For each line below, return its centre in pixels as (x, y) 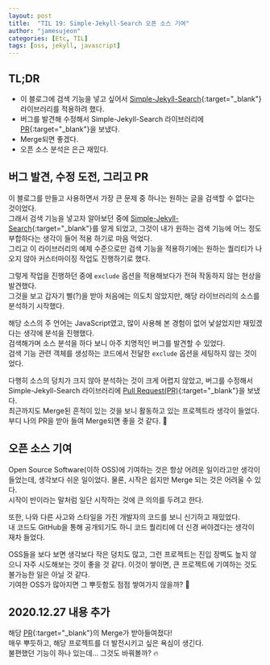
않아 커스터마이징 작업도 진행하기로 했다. (87, 258)
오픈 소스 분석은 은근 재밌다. (64, 149)
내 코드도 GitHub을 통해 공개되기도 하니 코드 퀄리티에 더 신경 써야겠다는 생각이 (132, 527)
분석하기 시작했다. (37, 305)
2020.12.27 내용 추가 (59, 612)
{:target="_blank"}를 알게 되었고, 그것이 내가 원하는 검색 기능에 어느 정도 (147, 228)
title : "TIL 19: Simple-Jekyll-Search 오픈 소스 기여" (99, 23)
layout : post (30, 16)
